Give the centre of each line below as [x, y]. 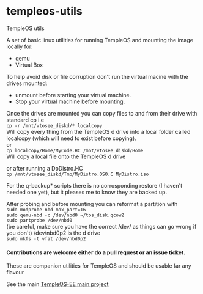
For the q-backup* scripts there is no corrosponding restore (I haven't [94, 185]
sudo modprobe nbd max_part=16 [46, 210]
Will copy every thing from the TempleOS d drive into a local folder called [98, 131]
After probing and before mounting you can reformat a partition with [92, 204]
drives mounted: [27, 83]
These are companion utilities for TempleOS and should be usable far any [99, 266]
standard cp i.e [25, 120]
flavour [15, 273]
